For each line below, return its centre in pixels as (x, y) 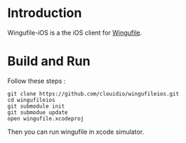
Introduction (45, 13)
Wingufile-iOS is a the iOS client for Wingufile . (75, 33)
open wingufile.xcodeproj (45, 118)
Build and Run (49, 61)
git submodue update (38, 112)
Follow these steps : (37, 81)
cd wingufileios (31, 100)
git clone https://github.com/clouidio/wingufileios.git (93, 93)
